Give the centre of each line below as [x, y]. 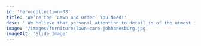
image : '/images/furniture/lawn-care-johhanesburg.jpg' [77, 28]
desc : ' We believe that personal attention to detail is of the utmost [99, 23]
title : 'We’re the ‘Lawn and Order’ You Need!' [67, 17]
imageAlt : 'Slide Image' [37, 34]
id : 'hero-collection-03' [38, 12]
